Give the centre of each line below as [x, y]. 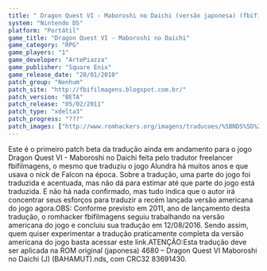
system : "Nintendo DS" [46, 23]
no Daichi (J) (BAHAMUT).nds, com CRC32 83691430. [97, 258]
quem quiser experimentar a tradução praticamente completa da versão [126, 233]
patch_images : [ [35, 126]
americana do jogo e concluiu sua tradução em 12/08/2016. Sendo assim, [128, 225]
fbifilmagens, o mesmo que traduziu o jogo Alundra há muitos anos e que [128, 166]
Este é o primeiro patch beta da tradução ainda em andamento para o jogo [130, 149]
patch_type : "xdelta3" [46, 112]
